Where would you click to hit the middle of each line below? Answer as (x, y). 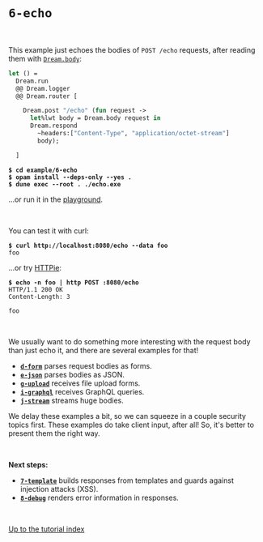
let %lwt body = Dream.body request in (95, 118)
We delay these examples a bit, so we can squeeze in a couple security (127, 416)
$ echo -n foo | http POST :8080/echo (74, 282)
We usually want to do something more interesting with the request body (129, 341)
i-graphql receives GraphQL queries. (82, 391)
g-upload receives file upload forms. (80, 383)
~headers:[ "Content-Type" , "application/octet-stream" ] (134, 134)
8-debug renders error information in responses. (100, 497)
